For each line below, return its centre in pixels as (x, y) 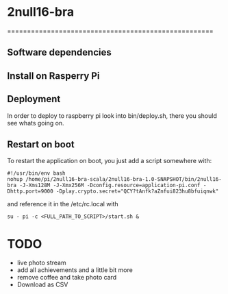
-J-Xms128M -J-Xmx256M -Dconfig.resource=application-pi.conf (110, 186)
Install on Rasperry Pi (53, 76)
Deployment (34, 99)
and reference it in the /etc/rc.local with (63, 204)
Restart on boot (41, 144)
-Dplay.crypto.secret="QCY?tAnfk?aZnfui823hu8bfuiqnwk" (137, 192)
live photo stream (41, 263)
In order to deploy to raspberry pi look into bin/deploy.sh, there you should (112, 115)
